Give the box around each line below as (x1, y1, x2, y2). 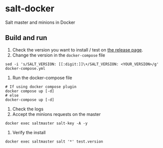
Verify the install (12, 129, 46, 135)
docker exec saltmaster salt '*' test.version (5, 139, 103, 144)
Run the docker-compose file (12, 75, 73, 81)
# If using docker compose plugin (5, 84, 77, 89)
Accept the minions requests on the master (12, 111, 101, 117)
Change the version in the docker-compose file (12, 52, 105, 58)
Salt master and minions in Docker (5, 19, 76, 25)
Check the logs (12, 106, 44, 112)
